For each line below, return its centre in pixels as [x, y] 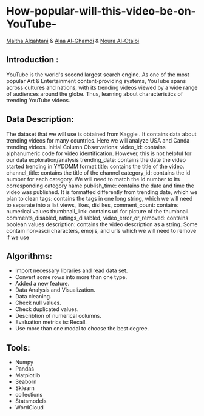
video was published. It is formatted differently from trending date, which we [102, 192]
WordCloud [29, 408]
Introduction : [32, 60]
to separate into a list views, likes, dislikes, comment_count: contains [92, 205]
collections [29, 395]
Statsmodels [31, 401]
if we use [18, 237]
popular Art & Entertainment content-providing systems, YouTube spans [96, 81]
